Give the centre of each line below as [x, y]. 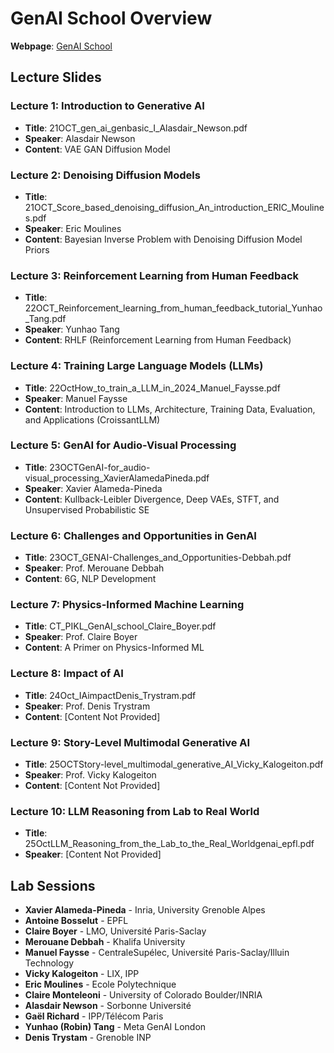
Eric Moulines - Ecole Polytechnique [100, 984]
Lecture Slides [56, 77]
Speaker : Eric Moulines [73, 228]
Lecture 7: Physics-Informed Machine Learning [127, 605]
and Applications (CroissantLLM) [92, 419]
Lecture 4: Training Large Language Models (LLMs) [137, 366]
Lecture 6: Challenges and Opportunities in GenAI [133, 535]
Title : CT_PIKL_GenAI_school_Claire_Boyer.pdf [120, 626]
